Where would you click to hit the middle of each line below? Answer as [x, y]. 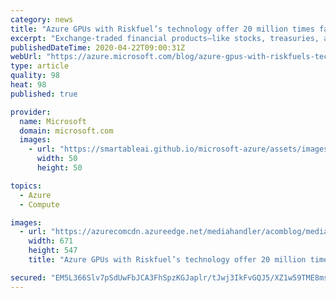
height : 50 [59, 168]
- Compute [39, 204]
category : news [42, 19]
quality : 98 [35, 76]
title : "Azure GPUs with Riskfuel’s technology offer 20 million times [162, 29]
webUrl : [26, 57]
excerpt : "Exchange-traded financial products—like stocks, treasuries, [165, 38]
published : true [44, 94]
